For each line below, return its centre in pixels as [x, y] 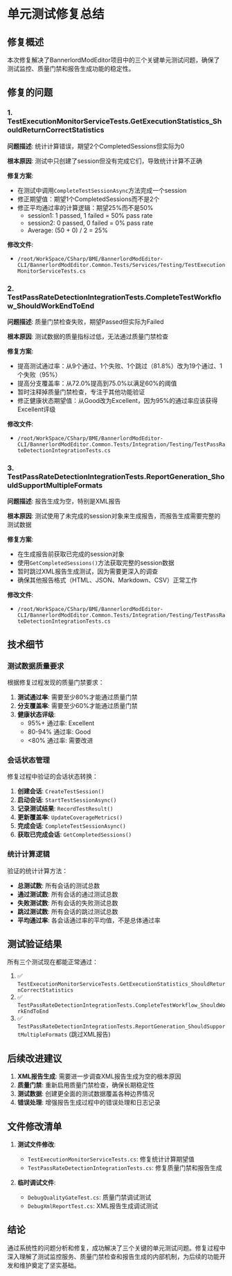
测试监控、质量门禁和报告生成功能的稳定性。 [71, 69]
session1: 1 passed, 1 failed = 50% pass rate [90, 215]
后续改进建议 [35, 1058]
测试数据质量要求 [36, 666]
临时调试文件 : [36, 1182]
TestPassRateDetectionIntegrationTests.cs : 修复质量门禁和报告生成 [125, 1168]
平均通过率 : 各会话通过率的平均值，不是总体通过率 [89, 920]
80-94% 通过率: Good [59, 732]
